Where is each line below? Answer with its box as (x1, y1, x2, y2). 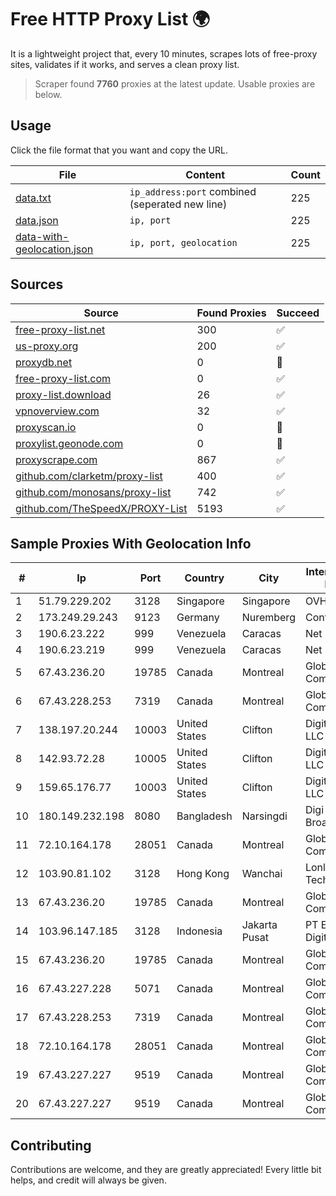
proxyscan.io (15, 420, 77, 434)
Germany (176, 611, 220, 625)
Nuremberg (241, 611, 296, 625)
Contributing (10, 1137, 92, 1154)
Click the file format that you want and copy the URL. (10, 144, 228, 156)
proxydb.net (15, 355, 73, 369)
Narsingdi (241, 809, 288, 823)
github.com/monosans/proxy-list (15, 485, 172, 499)
